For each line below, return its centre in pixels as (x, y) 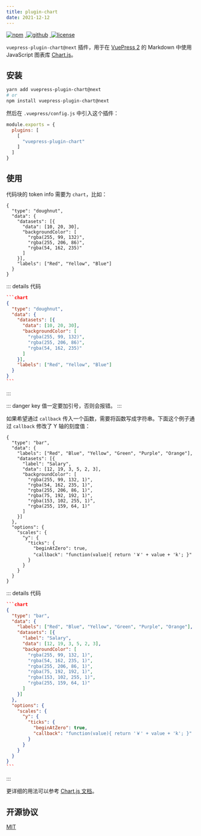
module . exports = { (31, 124)
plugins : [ (25, 130)
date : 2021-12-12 (28, 17)
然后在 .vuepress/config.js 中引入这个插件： (62, 113)
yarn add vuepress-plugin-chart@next (54, 90)
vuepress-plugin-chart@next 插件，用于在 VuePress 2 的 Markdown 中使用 (99, 47)
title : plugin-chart (32, 12)
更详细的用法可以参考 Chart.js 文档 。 (52, 791)
